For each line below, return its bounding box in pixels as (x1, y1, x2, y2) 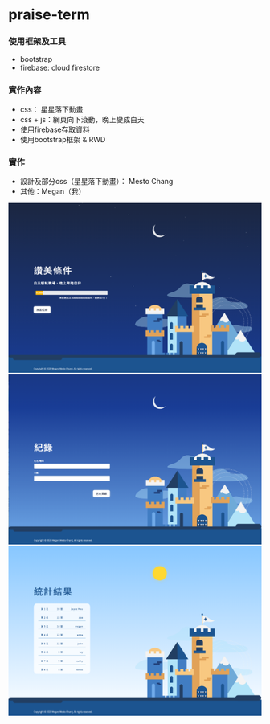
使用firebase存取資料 (19, 125, 90, 134)
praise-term (8, 6, 90, 24)
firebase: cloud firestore (19, 63, 100, 73)
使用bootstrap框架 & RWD (19, 134, 106, 144)
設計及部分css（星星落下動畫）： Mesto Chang (19, 177, 174, 186)
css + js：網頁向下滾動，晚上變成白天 (19, 114, 145, 124)
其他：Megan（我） (19, 186, 86, 196)
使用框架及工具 (8, 36, 67, 47)
